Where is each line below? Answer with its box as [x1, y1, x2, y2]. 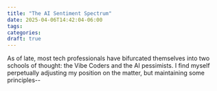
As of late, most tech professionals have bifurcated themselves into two [7, 54, 210, 62]
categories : [7, 29, 41, 36]
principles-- [7, 76, 41, 84]
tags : [7, 23, 23, 29]
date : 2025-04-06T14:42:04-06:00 [7, 16, 103, 23]
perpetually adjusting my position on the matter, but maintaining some [7, 69, 205, 77]
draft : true [7, 36, 41, 42]
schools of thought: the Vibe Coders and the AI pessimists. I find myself [7, 62, 211, 70]
